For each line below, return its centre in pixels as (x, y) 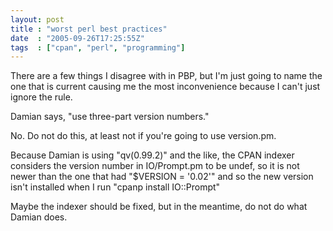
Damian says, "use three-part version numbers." (110, 117)
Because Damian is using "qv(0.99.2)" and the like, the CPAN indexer (152, 155)
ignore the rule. (41, 97)
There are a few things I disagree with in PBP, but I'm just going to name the (166, 76)
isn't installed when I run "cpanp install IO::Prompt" (115, 187)
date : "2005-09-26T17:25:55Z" (77, 38)
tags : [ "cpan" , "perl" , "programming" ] (98, 47)
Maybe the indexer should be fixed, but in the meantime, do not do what (159, 207)
